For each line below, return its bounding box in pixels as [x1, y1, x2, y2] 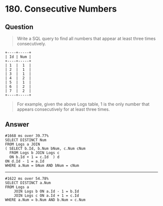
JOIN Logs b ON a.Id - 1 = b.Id [14, 189, 79, 194]
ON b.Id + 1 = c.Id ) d [9, 154, 60, 159]
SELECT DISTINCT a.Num [5, 180, 51, 185]
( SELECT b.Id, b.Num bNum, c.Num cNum [5, 146, 86, 151]
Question [5, 23, 33, 31]
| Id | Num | [5, 54, 32, 59]
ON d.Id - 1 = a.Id [5, 159, 45, 164]
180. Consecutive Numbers [5, 3, 117, 15]
